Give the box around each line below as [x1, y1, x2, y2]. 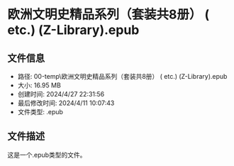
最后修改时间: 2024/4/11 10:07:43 [17, 99, 115, 107]
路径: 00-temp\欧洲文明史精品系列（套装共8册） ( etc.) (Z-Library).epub [17, 72, 228, 80]
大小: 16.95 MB [17, 81, 62, 89]
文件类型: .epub [17, 108, 64, 116]
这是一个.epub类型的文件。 [7, 150, 87, 159]
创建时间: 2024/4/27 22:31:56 [17, 90, 105, 98]
